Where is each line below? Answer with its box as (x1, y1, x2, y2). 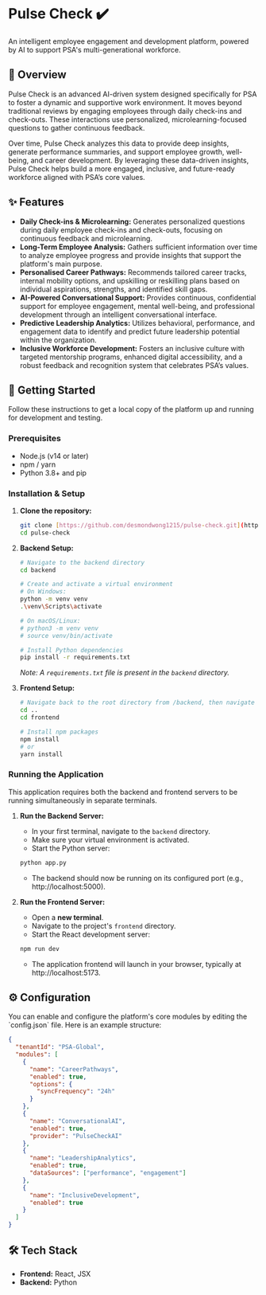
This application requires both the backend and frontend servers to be (8, 787, 238, 796)
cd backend (19, 565, 56, 574)
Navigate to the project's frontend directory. (31, 921, 176, 930)
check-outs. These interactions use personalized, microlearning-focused (8, 115, 248, 124)
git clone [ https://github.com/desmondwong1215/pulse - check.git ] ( (19, 521, 245, 529)
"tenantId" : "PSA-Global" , (15, 1043, 105, 1051)
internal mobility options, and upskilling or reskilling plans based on (19, 276, 240, 285)
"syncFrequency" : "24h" (37, 1087, 115, 1096)
